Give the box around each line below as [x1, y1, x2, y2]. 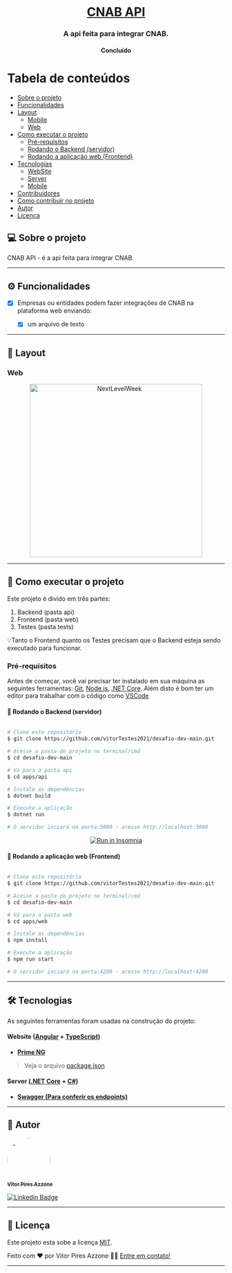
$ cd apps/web [7, 918, 48, 925]
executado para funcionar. [7, 644, 82, 652]
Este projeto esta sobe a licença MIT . [7, 1238, 113, 1246]
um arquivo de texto [27, 320, 85, 328]
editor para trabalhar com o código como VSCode [7, 692, 150, 700]
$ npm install [7, 937, 48, 944]
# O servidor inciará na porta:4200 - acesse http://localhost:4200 [7, 968, 209, 975]
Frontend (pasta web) [17, 615, 79, 624]
